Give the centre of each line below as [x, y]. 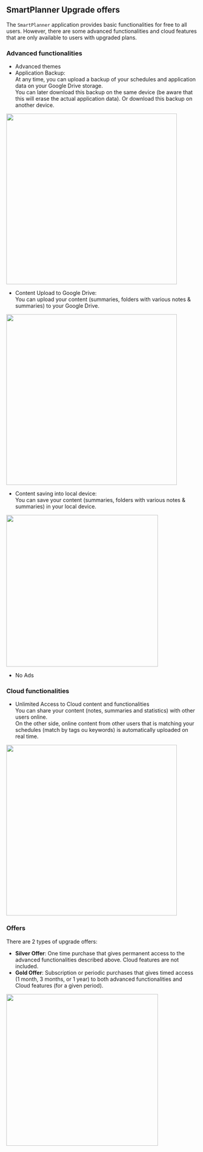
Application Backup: [40, 73]
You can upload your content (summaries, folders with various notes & [103, 299]
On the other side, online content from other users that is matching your [105, 723]
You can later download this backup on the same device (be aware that [104, 92]
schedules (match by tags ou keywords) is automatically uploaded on [102, 730]
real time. [27, 736]
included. [27, 966]
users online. [31, 717]
